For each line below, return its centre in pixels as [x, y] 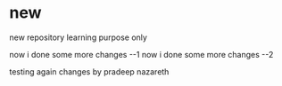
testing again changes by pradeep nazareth [89, 71]
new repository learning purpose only [78, 37]
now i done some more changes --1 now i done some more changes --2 [141, 54]
